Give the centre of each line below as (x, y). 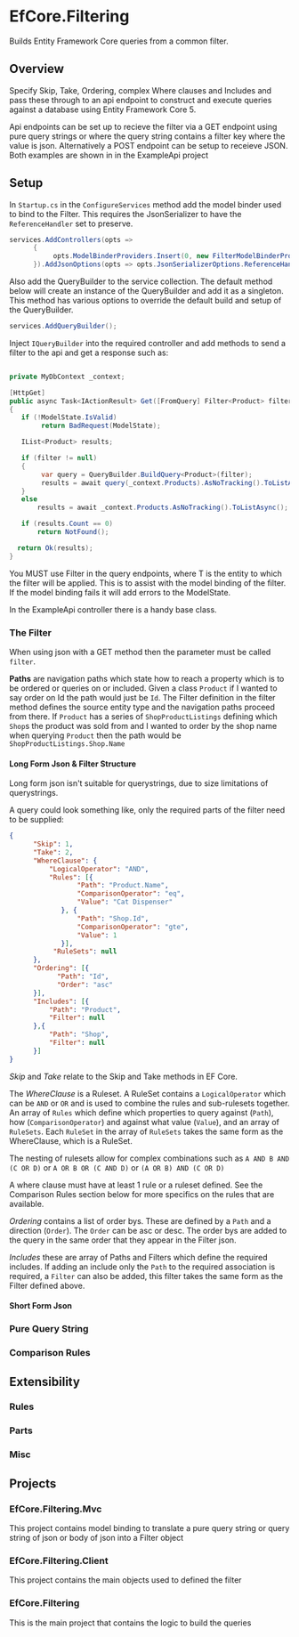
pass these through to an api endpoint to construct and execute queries (141, 100)
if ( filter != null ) (59, 458)
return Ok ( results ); (55, 548)
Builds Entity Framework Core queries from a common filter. (119, 41)
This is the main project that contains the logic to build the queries (130, 1623)
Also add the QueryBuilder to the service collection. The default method (141, 281)
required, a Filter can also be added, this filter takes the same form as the (146, 1276)
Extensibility (44, 1382)
